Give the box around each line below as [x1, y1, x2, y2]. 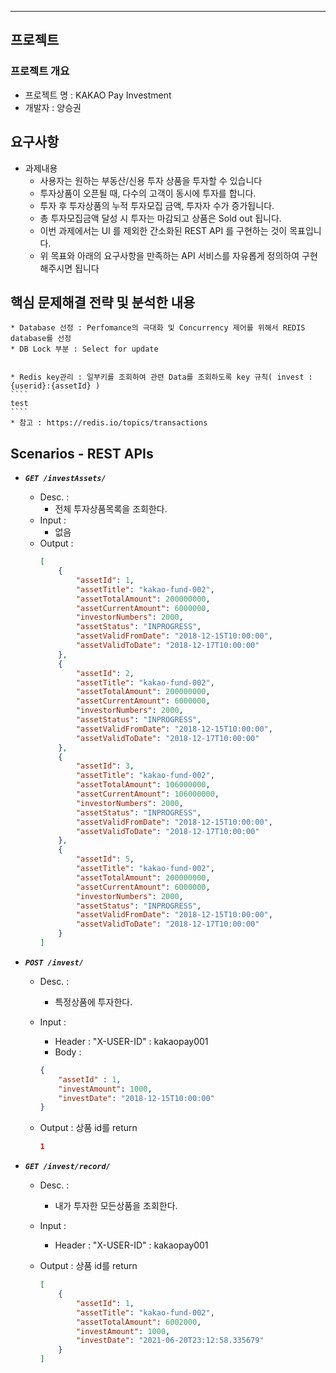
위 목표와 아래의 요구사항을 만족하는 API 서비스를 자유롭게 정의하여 [39, 249, 300, 261]
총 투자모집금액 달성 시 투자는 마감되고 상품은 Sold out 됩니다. [39, 212, 282, 224]
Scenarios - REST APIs [10, 445, 154, 462]
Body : [54, 1046, 82, 1058]
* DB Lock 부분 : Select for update [10, 344, 159, 355]
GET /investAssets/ [24, 474, 107, 484]
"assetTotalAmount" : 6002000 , [75, 1317, 202, 1327]
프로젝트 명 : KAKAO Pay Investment [24, 89, 172, 101]
